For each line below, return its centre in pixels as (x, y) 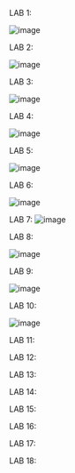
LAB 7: (21, 220)
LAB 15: (23, 409)
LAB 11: (22, 340)
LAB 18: (23, 461)
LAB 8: (21, 236)
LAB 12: (23, 357)
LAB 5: (21, 151)
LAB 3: (21, 82)
